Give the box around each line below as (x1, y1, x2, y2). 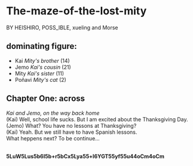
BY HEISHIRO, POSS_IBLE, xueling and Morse (6, 24, 118, 31)
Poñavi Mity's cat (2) (14, 76, 67, 83)
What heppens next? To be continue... (6, 134, 100, 142)
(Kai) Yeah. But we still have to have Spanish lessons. (6, 128, 137, 136)
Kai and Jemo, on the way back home (6, 109, 100, 116)
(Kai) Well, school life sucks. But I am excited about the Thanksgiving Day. (6, 115, 188, 123)
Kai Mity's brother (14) (14, 57, 70, 64)
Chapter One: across (6, 94, 85, 104)
